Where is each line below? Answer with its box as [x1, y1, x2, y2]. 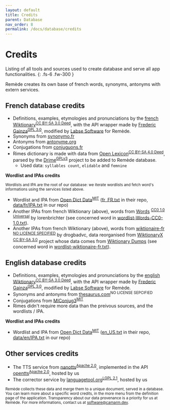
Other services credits [5, 349, 79, 358]
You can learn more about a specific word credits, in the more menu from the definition [5, 391, 159, 396]
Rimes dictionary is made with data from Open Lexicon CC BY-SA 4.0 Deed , [12, 150, 165, 157]
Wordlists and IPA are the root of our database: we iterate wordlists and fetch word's [5, 182, 154, 188]
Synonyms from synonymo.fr [12, 133, 74, 139]
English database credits [5, 258, 86, 267]
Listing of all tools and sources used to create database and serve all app [5, 66, 160, 72]
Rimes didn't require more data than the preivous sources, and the [12, 303, 153, 309]
